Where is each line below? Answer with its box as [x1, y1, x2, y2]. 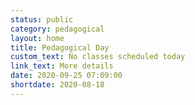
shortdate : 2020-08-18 [10, 80, 105, 90]
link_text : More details [10, 61, 114, 71]
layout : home [10, 33, 65, 43]
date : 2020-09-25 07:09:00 [10, 71, 123, 81]
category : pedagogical [10, 24, 105, 34]
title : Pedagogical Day [10, 42, 110, 53]
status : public [10, 14, 74, 25]
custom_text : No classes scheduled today [10, 52, 186, 62]
